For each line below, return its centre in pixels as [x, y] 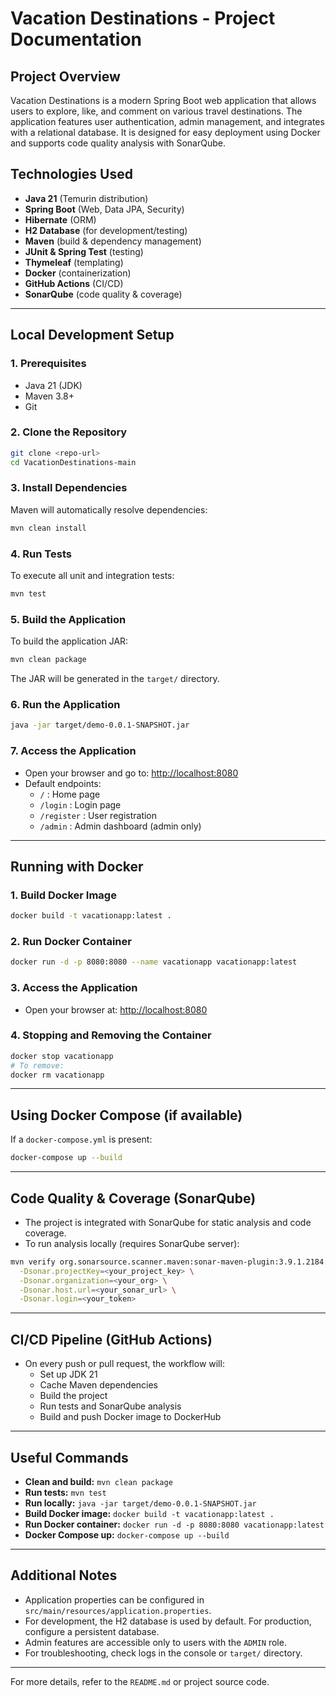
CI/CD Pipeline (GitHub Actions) [111, 1339]
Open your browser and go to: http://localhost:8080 [131, 773]
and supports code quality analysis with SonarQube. [118, 143]
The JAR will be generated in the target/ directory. [115, 679]
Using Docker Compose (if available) [126, 1115]
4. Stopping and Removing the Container [111, 1035]
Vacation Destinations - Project [143, 18]
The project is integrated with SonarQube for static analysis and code [168, 1222]
